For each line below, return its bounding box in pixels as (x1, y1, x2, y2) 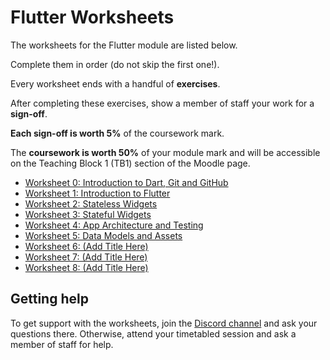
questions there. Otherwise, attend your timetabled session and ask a (10, 327, 297, 340)
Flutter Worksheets (10, 6, 175, 29)
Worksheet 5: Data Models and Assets (24, 229, 183, 241)
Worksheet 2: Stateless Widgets (24, 197, 158, 210)
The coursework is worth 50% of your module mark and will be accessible (10, 146, 321, 158)
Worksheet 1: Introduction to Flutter (24, 187, 171, 199)
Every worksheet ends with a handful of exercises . (10, 77, 221, 90)
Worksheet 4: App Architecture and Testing (24, 219, 204, 231)
